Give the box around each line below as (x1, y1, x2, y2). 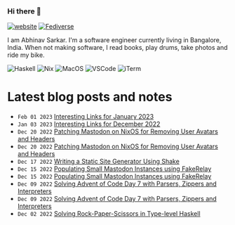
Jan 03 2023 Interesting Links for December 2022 (17, 120, 161, 129)
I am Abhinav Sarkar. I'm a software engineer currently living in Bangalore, (7, 36, 222, 44)
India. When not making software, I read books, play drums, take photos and (7, 44, 228, 52)
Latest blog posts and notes (7, 89, 173, 105)
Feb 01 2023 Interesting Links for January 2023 (17, 112, 154, 121)
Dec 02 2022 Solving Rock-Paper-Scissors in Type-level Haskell (17, 210, 201, 218)
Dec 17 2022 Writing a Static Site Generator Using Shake (17, 157, 180, 166)
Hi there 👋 (7, 6, 42, 16)
